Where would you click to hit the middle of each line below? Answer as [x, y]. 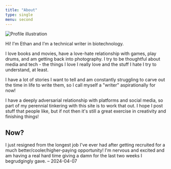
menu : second [19, 19]
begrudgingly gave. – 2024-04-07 [41, 161]
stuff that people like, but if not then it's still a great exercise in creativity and [86, 111]
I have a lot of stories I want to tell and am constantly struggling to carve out [85, 80]
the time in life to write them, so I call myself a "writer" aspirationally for [80, 85]
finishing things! [22, 117]
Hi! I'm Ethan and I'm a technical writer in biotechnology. [65, 44]
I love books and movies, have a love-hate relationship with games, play [81, 53]
